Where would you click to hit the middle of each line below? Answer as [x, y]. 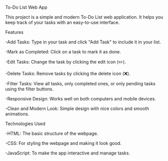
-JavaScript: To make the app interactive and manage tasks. [68, 153]
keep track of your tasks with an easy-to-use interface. [63, 22]
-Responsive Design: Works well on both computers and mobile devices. [81, 99]
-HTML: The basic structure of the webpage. [52, 133]
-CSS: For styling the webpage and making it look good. [64, 143]
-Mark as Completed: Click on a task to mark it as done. [63, 52]
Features [14, 32]
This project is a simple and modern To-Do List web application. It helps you [84, 17]
